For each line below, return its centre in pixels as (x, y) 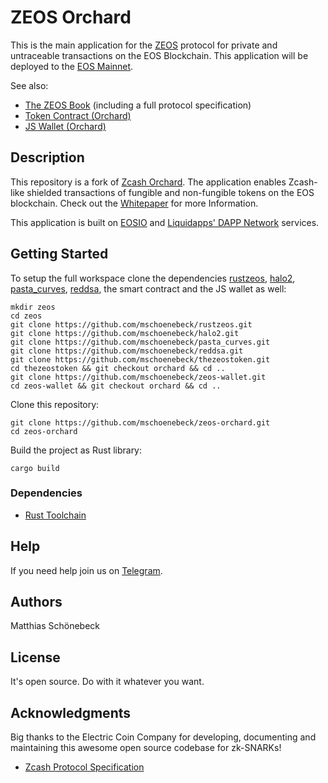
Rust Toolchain (55, 515)
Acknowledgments (71, 712)
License (35, 657)
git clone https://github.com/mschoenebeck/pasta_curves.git (140, 342)
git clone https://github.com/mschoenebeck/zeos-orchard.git (140, 422)
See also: (29, 85)
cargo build (35, 468)
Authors (36, 602)
